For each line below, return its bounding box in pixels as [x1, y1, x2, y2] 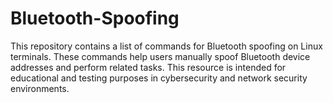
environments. [10, 82, 70, 94]
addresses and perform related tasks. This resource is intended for [10, 61, 287, 73]
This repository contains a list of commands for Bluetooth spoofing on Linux [10, 40, 323, 52]
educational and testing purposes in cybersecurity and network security [10, 72, 308, 84]
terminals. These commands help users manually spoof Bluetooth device [10, 50, 311, 62]
